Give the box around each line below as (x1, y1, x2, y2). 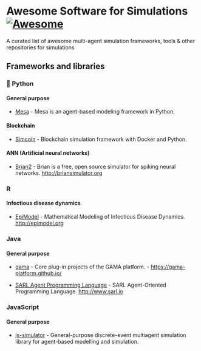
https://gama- (151, 263, 186, 271)
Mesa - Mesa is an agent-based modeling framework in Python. (15, 108, 175, 115)
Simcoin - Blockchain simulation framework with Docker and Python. (15, 135, 187, 143)
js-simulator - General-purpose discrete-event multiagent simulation (15, 332, 186, 339)
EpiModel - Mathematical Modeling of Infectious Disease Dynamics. (15, 213, 185, 220)
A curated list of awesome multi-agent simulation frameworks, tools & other (6, 37, 196, 44)
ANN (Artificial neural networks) (6, 149, 90, 157)
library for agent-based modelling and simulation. (15, 338, 139, 346)
